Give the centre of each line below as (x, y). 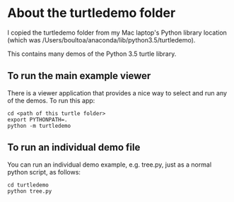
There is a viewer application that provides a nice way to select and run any (117, 93)
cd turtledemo (28, 185)
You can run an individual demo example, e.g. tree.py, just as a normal (110, 165)
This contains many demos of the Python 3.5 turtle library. (92, 54)
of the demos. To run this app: (51, 100)
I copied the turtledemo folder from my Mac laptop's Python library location (117, 32)
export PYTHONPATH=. (38, 119)
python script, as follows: (44, 172)
